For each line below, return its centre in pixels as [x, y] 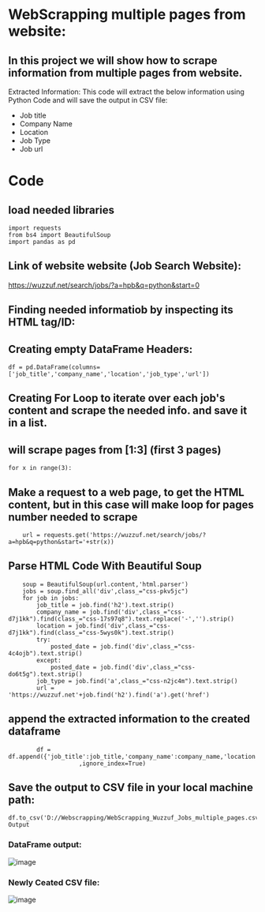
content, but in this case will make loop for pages [131, 504]
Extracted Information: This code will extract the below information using [126, 92]
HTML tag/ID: [42, 323]
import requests [35, 228]
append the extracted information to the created [129, 719]
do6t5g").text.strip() [45, 674]
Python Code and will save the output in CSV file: [88, 100]
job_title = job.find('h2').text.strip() [106, 605]
